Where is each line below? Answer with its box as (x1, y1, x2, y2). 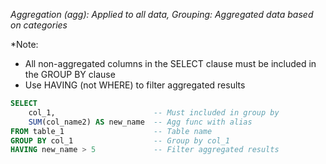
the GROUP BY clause (24, 69, 116, 80)
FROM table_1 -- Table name (10, 126, 213, 136)
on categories (10, 19, 68, 31)
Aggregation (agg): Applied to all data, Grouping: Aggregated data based (10, 9, 314, 20)
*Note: (10, 39, 39, 50)
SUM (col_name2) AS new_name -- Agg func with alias (28, 117, 253, 127)
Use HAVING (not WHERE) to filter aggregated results (24, 79, 246, 91)
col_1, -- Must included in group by (28, 107, 280, 118)
